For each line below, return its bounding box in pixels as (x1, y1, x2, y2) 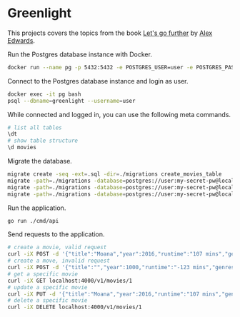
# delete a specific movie (7, 297, 88, 304)
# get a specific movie (7, 270, 79, 278)
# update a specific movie (7, 283, 88, 291)
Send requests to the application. (7, 230, 105, 238)
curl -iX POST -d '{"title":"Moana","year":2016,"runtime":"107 (7, 251, 203, 258)
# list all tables (7, 124, 62, 131)
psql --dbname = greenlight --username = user (7, 97, 136, 104)
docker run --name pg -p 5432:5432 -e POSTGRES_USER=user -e (7, 64, 194, 71)
